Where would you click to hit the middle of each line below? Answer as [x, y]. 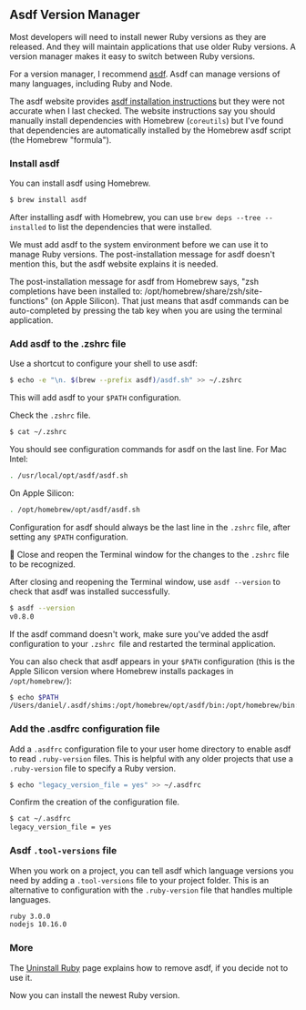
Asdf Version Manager [75, 15]
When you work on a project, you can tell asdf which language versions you [152, 870]
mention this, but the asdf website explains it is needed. [114, 264]
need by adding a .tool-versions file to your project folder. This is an [139, 880]
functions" [29, 300]
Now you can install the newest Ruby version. [95, 995]
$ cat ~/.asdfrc [40, 819]
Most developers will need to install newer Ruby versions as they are [138, 36]
